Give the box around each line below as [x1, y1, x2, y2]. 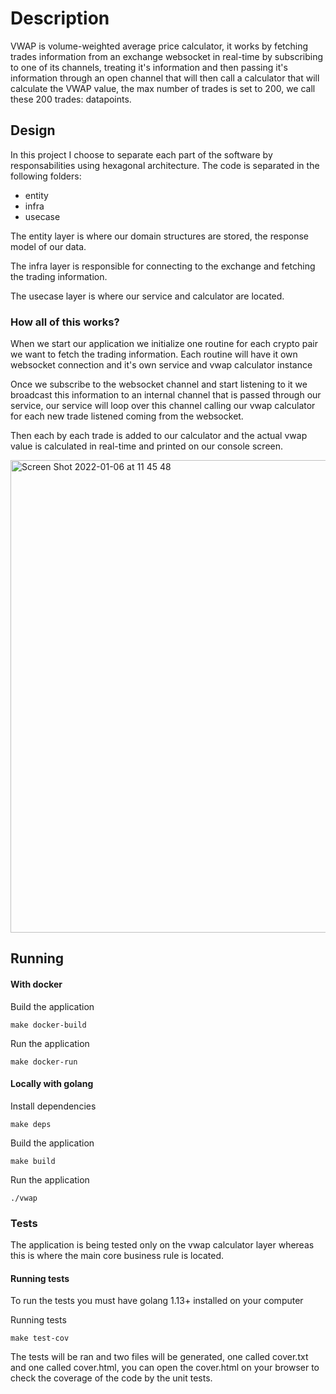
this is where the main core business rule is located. [10, 1250, 225, 1262]
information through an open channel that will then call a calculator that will [10, 72, 320, 84]
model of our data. [10, 240, 87, 252]
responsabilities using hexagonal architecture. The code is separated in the [10, 159, 320, 171]
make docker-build [10, 1020, 87, 1030]
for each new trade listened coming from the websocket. [10, 410, 244, 422]
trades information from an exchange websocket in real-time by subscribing [10, 50, 324, 62]
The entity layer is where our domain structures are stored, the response [10, 230, 310, 242]
